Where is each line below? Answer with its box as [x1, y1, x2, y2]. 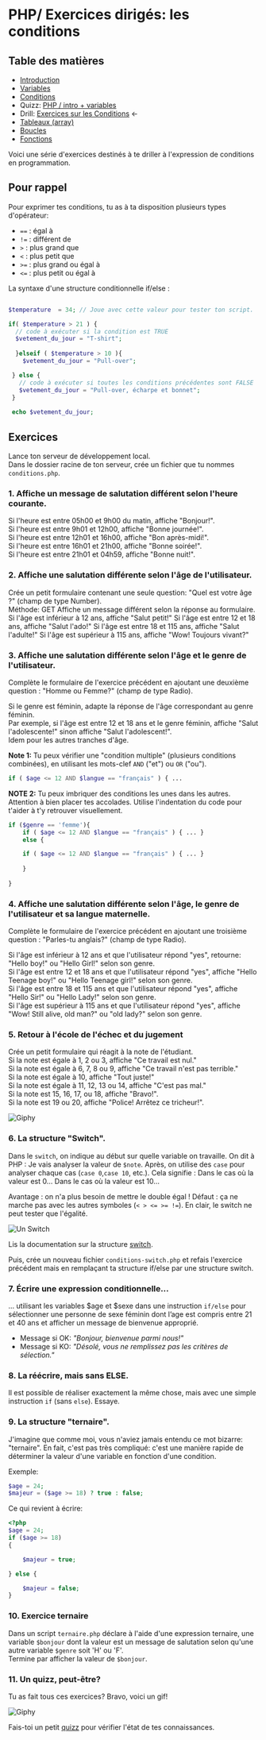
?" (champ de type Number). [8, 596, 102, 605]
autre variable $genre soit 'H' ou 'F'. [8, 1645, 124, 1655]
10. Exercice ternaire [8, 1611, 89, 1622]
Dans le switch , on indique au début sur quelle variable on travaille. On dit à [8, 1151, 255, 1160]
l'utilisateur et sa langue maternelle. [8, 908, 151, 919]
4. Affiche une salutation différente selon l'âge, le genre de [8, 898, 240, 909]
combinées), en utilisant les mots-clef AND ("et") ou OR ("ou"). [8, 758, 207, 768]
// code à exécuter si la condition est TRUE [15, 327, 169, 335]
